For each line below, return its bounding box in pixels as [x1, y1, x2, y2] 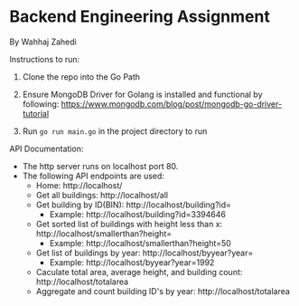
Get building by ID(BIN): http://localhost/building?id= [35, 199, 232, 210]
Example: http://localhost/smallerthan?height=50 [49, 237, 232, 248]
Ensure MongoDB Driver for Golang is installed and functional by [22, 89, 264, 100]
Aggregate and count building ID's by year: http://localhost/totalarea [35, 285, 291, 296]
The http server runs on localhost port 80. [22, 160, 179, 171]
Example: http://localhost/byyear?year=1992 [49, 256, 215, 268]
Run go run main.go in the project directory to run [22, 125, 208, 137]
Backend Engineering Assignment [9, 6, 271, 27]
